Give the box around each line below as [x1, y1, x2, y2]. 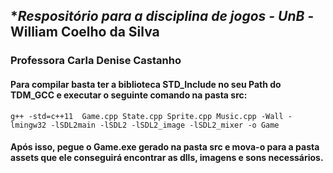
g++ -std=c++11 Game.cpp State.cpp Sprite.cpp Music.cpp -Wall [10, 111, 284, 121]
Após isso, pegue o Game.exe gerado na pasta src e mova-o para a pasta [10, 141, 320, 153]
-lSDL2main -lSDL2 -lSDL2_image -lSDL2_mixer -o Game [50, 120, 280, 130]
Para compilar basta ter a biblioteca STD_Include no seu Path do [10, 78, 282, 90]
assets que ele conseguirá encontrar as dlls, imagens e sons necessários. [10, 152, 324, 164]
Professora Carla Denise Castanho [10, 54, 182, 68]
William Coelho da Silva [10, 24, 160, 41]
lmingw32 [10, 120, 47, 130]
